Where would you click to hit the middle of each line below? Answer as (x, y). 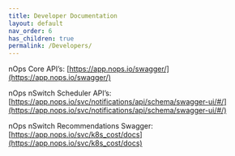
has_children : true (41, 38)
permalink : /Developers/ (50, 46)
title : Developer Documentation (63, 16)
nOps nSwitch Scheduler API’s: (60, 93)
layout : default (36, 23)
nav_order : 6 (30, 31)
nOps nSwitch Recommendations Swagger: (81, 126)
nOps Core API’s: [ (39, 69)
